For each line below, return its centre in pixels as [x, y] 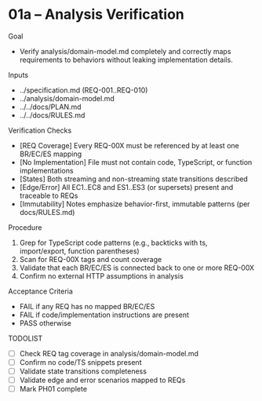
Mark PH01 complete [53, 389]
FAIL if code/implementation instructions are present [104, 315]
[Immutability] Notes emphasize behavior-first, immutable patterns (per [135, 204]
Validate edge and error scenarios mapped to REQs [102, 380]
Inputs [18, 75]
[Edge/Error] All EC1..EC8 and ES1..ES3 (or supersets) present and [126, 187]
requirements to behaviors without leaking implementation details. [126, 60]
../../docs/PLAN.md [50, 107]
